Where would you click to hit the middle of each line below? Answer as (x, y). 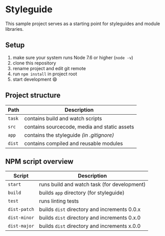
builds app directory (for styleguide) (82, 193)
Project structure (33, 95)
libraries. (15, 29)
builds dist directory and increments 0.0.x (90, 209)
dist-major (21, 226)
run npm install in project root (45, 74)
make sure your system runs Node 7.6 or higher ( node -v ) (73, 57)
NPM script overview (39, 162)
